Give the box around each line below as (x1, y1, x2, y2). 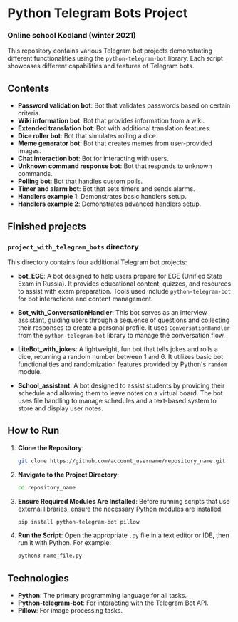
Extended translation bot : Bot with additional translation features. (17, 124, 212, 133)
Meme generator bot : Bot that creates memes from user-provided (17, 139, 212, 147)
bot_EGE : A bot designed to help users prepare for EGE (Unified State (17, 271, 223, 280)
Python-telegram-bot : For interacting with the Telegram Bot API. (17, 598, 209, 607)
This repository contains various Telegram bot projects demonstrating (7, 46, 212, 55)
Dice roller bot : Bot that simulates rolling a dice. (17, 132, 158, 140)
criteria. (17, 109, 41, 118)
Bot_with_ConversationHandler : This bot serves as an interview (17, 308, 208, 316)
